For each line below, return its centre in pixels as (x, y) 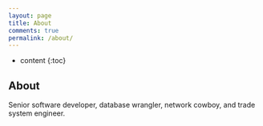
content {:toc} (43, 61)
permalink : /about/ (41, 38)
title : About (30, 23)
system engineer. (37, 113)
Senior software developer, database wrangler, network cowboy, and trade (132, 105)
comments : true (34, 30)
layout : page (30, 16)
